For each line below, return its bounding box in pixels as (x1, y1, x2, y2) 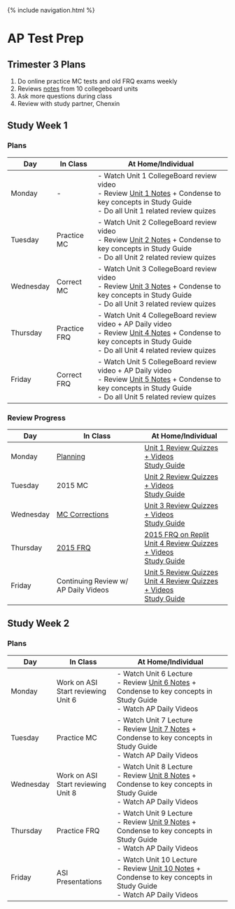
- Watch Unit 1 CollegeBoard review (97, 171, 217, 180)
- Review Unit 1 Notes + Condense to (97, 188, 222, 198)
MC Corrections (56, 509, 109, 519)
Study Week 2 (7, 618, 70, 630)
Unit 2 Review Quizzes (144, 472, 219, 482)
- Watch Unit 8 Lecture (116, 762, 193, 771)
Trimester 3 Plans (7, 58, 86, 70)
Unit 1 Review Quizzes (144, 442, 219, 452)
